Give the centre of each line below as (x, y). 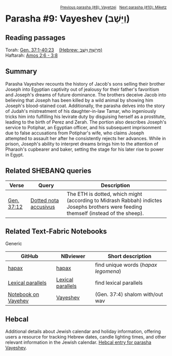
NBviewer (73, 256)
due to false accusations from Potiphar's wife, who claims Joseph (75, 133)
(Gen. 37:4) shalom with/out (129, 294)
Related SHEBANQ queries (48, 171)
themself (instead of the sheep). (105, 213)
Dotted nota (45, 200)
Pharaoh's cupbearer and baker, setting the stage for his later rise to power (84, 149)
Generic (14, 244)
